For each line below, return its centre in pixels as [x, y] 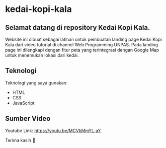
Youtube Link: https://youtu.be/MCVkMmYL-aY [53, 131]
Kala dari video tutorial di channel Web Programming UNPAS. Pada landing [82, 45]
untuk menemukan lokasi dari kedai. [42, 55]
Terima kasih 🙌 [20, 140]
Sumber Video [28, 118]
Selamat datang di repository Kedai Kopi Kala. [78, 28]
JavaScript [23, 103]
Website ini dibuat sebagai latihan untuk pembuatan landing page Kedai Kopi [83, 39]
